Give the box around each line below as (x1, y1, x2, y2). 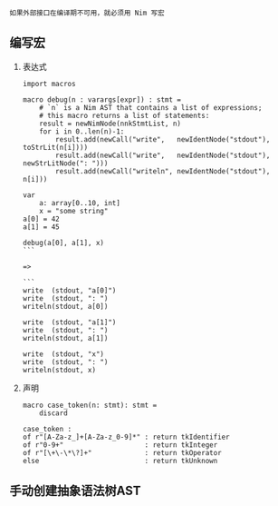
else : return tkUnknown (22, 456, 218, 465)
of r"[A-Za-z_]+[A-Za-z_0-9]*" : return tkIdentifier (22, 432, 230, 442)
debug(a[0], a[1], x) (22, 238, 104, 247)
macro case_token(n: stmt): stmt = (22, 401, 158, 410)
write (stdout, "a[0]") (22, 285, 117, 295)
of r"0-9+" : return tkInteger (22, 440, 218, 450)
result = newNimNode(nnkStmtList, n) (39, 119, 181, 128)
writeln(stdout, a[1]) (22, 333, 109, 342)
